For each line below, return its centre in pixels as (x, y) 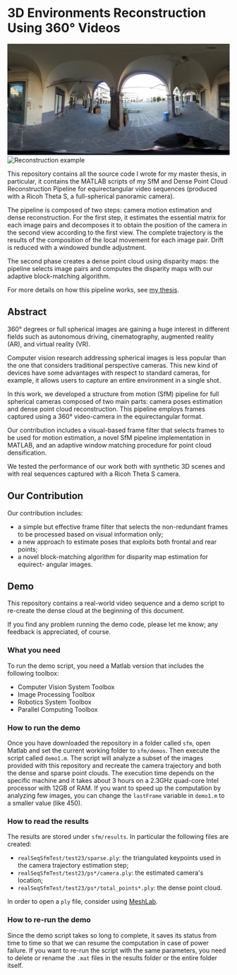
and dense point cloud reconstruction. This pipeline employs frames (107, 409)
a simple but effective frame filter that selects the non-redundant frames (123, 527)
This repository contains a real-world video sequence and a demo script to (116, 603)
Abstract (27, 312)
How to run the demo (44, 727)
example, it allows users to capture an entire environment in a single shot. (114, 380)
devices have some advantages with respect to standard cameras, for (109, 373)
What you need (34, 650)
